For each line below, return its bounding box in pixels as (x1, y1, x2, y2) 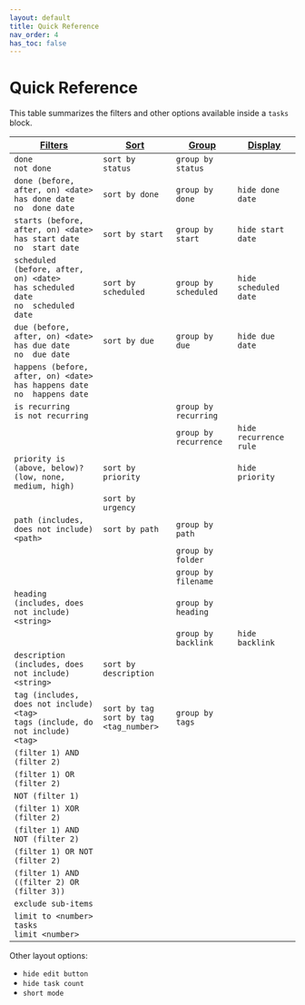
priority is (14, 454, 66, 464)
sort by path (103, 524, 159, 535)
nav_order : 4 (9, 30, 59, 39)
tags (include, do (14, 717, 93, 727)
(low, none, (14, 472, 66, 482)
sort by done (103, 190, 159, 200)
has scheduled (14, 282, 75, 293)
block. (9, 117, 34, 128)
